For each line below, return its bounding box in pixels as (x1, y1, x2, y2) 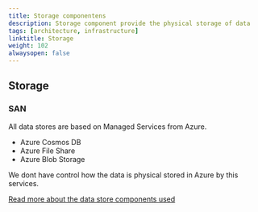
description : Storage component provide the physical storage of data (8, 19, 251, 27)
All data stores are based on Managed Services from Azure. (8, 122, 207, 131)
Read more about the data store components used (8, 194, 176, 204)
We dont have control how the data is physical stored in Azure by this (8, 170, 239, 180)
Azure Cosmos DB (19, 137, 81, 147)
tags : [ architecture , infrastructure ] (8, 27, 139, 35)
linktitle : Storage (8, 34, 74, 43)
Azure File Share (19, 146, 76, 156)
